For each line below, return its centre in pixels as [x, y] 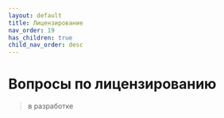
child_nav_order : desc [46, 45]
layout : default [35, 15]
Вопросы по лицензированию [112, 84]
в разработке [50, 106]
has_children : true [41, 38]
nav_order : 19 [32, 30]
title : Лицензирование [46, 23]
